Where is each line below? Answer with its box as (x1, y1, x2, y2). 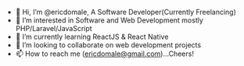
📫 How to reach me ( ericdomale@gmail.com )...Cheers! (15, 49, 194, 58)
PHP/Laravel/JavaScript (15, 24, 92, 33)
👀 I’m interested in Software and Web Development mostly (15, 16, 203, 25)
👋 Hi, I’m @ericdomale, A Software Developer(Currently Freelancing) (15, 8, 237, 16)
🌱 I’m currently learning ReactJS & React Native (15, 32, 169, 41)
